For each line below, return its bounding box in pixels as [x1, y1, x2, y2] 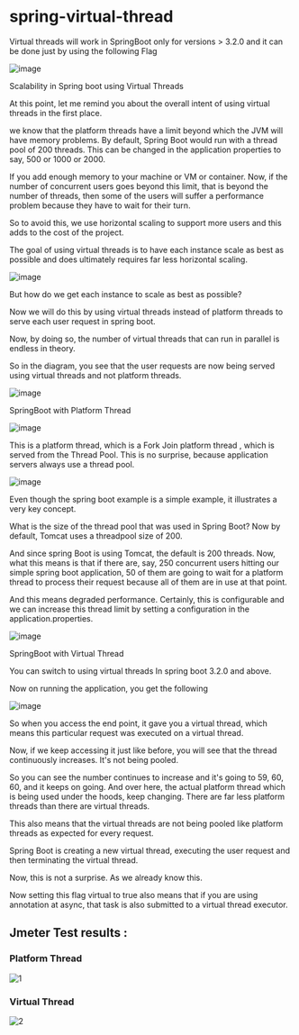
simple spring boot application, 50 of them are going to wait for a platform [9, 567, 284, 577]
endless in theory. [9, 342, 77, 353]
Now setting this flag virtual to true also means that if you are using [9, 889, 258, 900]
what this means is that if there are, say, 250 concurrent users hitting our [9, 557, 280, 568]
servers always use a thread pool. [9, 458, 135, 469]
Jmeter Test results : [9, 925, 128, 940]
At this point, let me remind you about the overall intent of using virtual [9, 97, 270, 109]
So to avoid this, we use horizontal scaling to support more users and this [9, 217, 282, 228]
